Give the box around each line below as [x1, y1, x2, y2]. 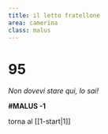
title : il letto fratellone [8, 11, 101, 20]
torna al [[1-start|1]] [8, 117, 71, 126]
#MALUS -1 [8, 102, 46, 111]
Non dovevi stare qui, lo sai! [8, 86, 99, 95]
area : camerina [8, 19, 58, 27]
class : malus [8, 26, 51, 34]
